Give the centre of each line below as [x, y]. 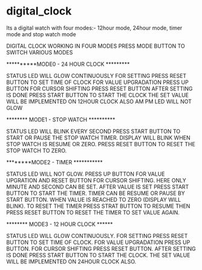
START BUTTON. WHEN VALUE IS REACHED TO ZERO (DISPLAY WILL [94, 199]
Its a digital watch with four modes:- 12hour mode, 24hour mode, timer [94, 28]
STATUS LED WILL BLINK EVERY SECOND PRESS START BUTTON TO [93, 131]
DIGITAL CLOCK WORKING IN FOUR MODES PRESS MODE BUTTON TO [96, 46]
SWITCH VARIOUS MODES [40, 52]
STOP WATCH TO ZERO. [37, 150]
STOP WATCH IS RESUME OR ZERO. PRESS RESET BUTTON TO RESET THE [101, 144]
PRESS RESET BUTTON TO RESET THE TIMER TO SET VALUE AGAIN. [93, 212]
